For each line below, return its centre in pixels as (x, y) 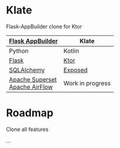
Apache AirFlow (31, 87)
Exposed (76, 70)
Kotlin (71, 51)
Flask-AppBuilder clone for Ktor (44, 26)
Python (19, 51)
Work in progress (87, 83)
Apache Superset (33, 79)
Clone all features (27, 129)
